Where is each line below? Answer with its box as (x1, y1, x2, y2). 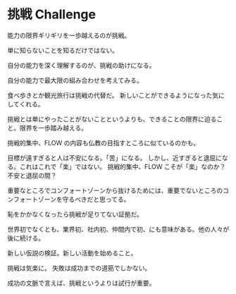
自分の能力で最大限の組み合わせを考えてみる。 (7, 75, 143, 85)
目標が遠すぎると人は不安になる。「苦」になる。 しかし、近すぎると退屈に (7, 153, 222, 162)
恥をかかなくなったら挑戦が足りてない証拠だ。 (7, 209, 143, 219)
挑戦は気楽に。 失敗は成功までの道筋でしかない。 (7, 264, 151, 272)
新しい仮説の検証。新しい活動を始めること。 (7, 248, 137, 257)
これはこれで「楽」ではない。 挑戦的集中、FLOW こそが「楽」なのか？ (19, 162, 226, 171)
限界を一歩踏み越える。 (19, 123, 88, 132)
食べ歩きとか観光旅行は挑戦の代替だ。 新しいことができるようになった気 (7, 91, 219, 99)
